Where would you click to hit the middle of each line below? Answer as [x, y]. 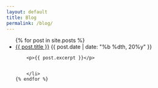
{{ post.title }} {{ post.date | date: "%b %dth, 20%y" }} [84, 47]
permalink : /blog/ [30, 23]
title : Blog [21, 18]
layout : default [27, 12]
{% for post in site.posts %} [50, 41]
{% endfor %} [32, 80]
